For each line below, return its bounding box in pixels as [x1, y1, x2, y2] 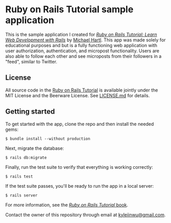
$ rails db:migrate [5, 155, 47, 160]
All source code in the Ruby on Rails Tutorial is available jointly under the [5, 87, 158, 93]
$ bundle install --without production [5, 136, 91, 141]
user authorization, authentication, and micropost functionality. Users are [5, 48, 160, 54]
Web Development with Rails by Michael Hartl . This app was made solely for [5, 37, 166, 43]
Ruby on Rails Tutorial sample [5, 4, 134, 15]
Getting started [5, 107, 55, 116]
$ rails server [5, 193, 38, 198]
